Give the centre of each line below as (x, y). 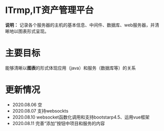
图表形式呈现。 (33, 31)
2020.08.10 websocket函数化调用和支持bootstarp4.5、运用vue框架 (81, 117)
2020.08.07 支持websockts (40, 111)
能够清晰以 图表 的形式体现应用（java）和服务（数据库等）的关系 (71, 68)
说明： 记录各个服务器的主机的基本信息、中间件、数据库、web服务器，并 (80, 25)
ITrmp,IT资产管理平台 (49, 10)
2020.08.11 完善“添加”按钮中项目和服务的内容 (59, 123)
